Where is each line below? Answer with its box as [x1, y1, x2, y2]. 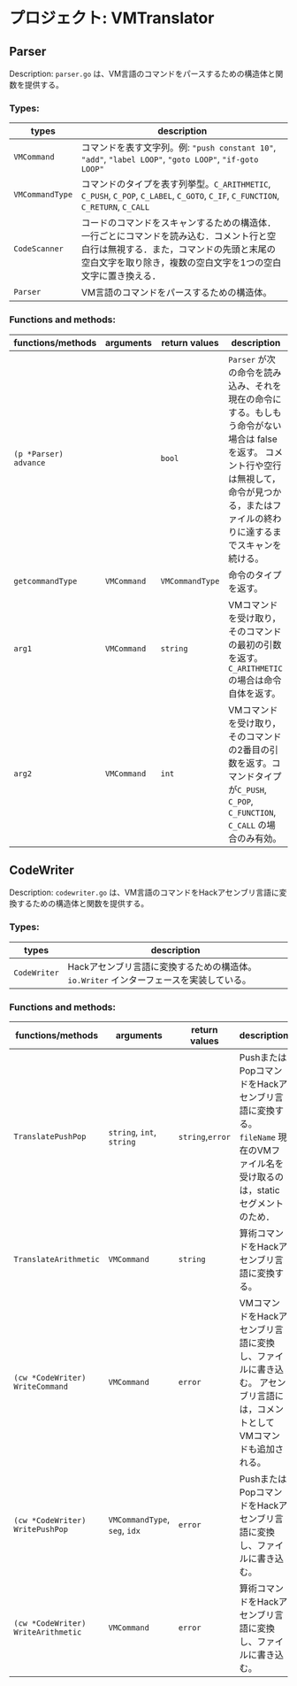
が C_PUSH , [228, 783, 267, 796]
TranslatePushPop [13, 1132, 87, 1142]
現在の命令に [228, 393, 282, 405]
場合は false [228, 433, 278, 445]
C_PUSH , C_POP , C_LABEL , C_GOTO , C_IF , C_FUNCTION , [80, 189, 280, 202]
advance [13, 458, 46, 467]
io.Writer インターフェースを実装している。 [67, 974, 252, 986]
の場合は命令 [228, 674, 282, 686]
